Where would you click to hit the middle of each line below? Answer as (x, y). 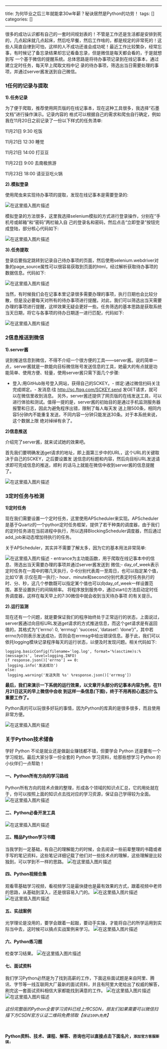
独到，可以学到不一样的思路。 (36, 861)
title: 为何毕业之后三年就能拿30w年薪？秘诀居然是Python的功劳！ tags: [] (80, 13)
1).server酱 (17, 350)
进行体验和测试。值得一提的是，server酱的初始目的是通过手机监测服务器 (86, 402)
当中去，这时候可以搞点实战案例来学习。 (51, 929)
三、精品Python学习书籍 (30, 837)
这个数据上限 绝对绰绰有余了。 (43, 420)
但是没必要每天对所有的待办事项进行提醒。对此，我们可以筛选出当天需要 (88, 301)
